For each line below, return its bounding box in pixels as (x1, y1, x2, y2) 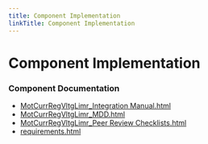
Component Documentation (8, 82, 120, 93)
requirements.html (19, 126, 81, 136)
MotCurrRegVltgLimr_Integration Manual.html (19, 101, 172, 110)
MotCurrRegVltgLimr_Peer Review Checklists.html (19, 117, 187, 127)
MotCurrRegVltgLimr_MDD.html (19, 109, 126, 119)
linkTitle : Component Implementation (8, 19, 135, 27)
